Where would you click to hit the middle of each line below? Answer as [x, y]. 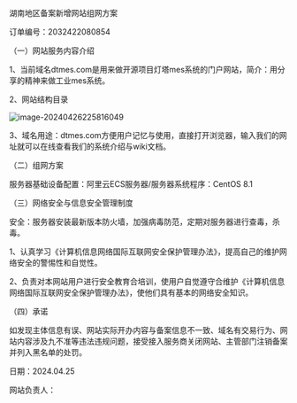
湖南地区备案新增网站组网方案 [63, 13]
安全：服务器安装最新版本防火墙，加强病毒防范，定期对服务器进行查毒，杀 [145, 221]
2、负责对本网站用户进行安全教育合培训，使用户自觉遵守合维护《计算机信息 [147, 281]
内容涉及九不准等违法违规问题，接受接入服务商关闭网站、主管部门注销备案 [152, 341]
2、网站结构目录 [39, 99]
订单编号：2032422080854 [60, 32]
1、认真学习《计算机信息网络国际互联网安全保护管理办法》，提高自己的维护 [145, 252]
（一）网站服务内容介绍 [52, 50]
